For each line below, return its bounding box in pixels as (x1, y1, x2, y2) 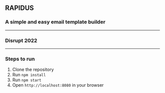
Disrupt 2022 (5, 37, 38, 44)
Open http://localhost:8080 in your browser (12, 82, 104, 88)
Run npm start (12, 77, 42, 83)
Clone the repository (12, 67, 54, 72)
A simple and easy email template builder (5, 19, 106, 25)
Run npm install (12, 72, 46, 78)
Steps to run (5, 55, 35, 62)
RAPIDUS (5, 4, 34, 12)
